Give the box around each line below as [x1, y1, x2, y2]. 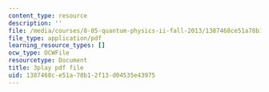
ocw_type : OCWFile [8, 49, 70, 57]
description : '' [8, 19, 62, 27]
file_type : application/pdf [8, 34, 102, 42]
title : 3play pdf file [8, 64, 84, 72]
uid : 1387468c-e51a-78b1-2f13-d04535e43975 [8, 71, 156, 79]
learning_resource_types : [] [8, 42, 106, 50]
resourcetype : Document [8, 57, 88, 65]
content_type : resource [8, 11, 88, 20]
